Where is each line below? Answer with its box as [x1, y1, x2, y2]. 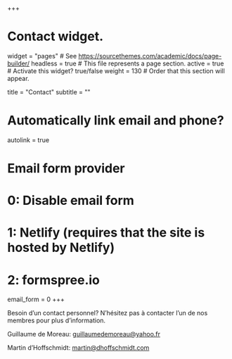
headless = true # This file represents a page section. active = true [31, 59, 224, 68]
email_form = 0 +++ [7, 295, 65, 303]
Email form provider [7, 160, 125, 177]
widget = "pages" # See [7, 51, 77, 60]
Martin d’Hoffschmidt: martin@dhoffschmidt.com [7, 344, 150, 352]
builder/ [7, 59, 30, 68]
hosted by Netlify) [7, 240, 115, 256]
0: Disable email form [7, 193, 135, 208]
